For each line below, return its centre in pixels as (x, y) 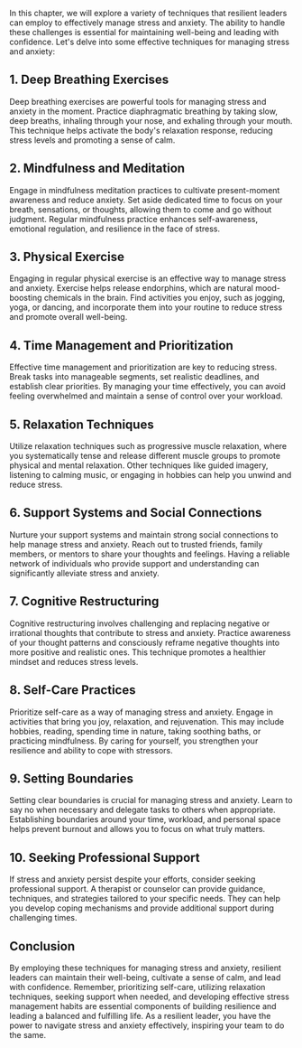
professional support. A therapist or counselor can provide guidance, (137, 889)
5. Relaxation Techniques (82, 424)
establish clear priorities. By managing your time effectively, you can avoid (147, 387)
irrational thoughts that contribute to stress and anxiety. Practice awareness (150, 632)
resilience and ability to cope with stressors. (91, 750)
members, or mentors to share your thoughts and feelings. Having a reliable (150, 554)
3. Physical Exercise (67, 257)
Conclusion (42, 946)
